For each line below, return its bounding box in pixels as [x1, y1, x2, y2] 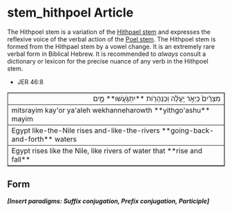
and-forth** [11, 134, 53, 144]
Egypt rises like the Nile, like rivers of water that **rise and [11, 146, 202, 155]
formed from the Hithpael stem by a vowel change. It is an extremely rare [7, 42, 215, 50]
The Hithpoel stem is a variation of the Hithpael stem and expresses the [7, 28, 211, 36]
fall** [11, 154, 31, 164]
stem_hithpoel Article [7, 5, 134, 21]
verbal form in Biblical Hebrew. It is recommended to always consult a [7, 50, 206, 58]
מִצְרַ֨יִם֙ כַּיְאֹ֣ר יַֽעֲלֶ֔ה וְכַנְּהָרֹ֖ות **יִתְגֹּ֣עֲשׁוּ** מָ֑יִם [93, 93, 221, 103]
